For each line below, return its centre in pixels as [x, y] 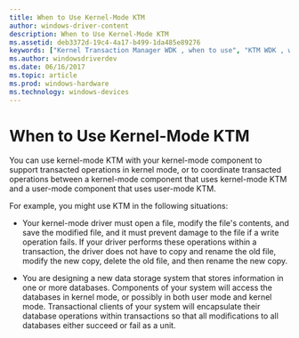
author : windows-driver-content [69, 26]
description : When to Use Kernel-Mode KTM [89, 34]
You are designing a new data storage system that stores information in [153, 278]
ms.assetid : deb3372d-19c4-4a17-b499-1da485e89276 [105, 42]
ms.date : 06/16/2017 [48, 68]
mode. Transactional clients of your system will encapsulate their [141, 307]
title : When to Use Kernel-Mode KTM [77, 17]
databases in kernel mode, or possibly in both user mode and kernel [147, 297]
